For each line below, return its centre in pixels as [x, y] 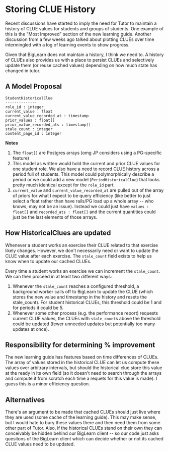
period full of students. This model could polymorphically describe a [83, 174]
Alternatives [25, 400]
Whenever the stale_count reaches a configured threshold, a [76, 286]
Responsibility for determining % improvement [80, 345]
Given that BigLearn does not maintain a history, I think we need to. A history [84, 55]
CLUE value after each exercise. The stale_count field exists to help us [78, 256]
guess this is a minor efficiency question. [48, 384]
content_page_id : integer [33, 133]
